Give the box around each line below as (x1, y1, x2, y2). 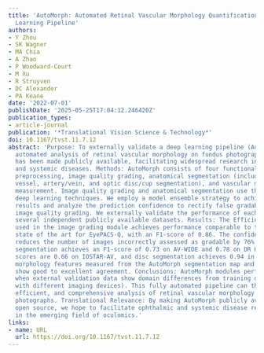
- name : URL (8, 325, 47, 334)
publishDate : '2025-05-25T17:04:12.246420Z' (8, 107, 156, 115)
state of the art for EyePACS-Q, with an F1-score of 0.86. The (15, 231, 230, 239)
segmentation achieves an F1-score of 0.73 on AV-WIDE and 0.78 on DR (15, 245, 251, 253)
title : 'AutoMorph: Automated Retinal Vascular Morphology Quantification (8, 11, 258, 20)
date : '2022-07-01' (8, 99, 72, 107)
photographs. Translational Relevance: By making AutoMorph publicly (15, 296, 247, 304)
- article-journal (8, 121, 68, 129)
